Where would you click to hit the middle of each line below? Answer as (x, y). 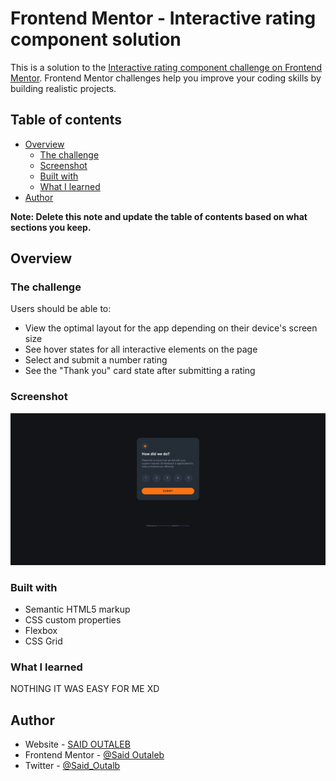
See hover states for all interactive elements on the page (141, 349)
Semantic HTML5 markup (77, 609)
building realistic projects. (63, 88)
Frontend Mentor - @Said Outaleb (94, 755)
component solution (96, 39)
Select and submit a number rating (96, 360)
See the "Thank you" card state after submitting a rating (140, 371)
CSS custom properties (73, 620)
